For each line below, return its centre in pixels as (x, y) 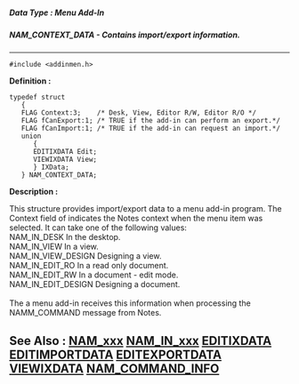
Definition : (30, 81)
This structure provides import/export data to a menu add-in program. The (145, 209)
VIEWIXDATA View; (65, 160)
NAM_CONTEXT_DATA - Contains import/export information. (125, 35)
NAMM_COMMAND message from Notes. (85, 313)
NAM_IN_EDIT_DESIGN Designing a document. (95, 284)
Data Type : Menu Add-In (57, 12)
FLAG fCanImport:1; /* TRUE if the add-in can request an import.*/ (150, 129)
